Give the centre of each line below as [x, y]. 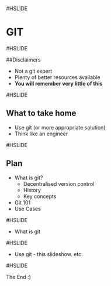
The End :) [18, 277]
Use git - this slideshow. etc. [48, 254]
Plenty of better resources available [57, 77]
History [32, 190]
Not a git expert [33, 71]
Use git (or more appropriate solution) [60, 127]
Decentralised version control [59, 183]
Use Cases [27, 209]
